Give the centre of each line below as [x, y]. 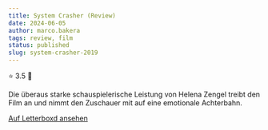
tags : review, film [41, 38]
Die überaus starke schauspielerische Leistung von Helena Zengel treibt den [134, 94]
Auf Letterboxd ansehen [48, 118]
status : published [39, 45]
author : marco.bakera [44, 30]
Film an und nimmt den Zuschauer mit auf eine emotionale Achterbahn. [125, 103]
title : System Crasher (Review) [62, 16]
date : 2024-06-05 [37, 23]
